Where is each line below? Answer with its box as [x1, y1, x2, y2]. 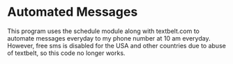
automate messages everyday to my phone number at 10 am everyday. [7, 34, 211, 42]
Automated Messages [7, 4, 138, 20]
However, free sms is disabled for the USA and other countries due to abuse [7, 41, 227, 50]
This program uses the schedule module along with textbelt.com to [7, 27, 200, 35]
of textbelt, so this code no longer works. [7, 49, 126, 57]
